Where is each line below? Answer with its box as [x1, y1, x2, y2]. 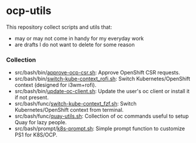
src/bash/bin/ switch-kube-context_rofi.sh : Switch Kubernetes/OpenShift [14, 75, 191, 83]
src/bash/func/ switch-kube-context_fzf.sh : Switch [14, 100, 137, 107]
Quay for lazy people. [14, 119, 67, 126]
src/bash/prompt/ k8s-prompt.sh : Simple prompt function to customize [14, 125, 185, 132]
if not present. [14, 94, 49, 101]
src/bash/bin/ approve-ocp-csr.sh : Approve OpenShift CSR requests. [14, 69, 180, 76]
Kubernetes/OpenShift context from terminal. [14, 107, 124, 114]
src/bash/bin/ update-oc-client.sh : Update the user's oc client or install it [14, 88, 190, 95]
